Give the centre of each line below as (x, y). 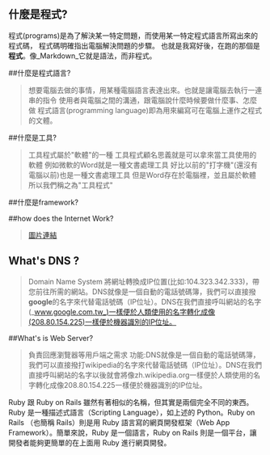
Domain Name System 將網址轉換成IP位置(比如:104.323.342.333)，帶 (144, 281)
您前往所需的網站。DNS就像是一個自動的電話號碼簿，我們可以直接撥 (142, 291)
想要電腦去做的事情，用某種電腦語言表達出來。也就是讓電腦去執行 (138, 90)
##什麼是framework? (44, 202)
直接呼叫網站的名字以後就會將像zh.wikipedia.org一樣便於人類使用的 (141, 375)
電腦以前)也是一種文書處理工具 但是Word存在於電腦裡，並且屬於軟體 (142, 175)
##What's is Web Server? (51, 338)
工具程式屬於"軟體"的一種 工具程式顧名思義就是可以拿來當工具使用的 (142, 154)
